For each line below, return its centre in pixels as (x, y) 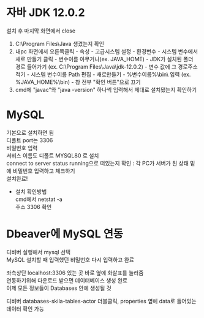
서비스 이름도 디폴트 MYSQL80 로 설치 (53, 155)
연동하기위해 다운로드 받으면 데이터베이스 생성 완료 (67, 280)
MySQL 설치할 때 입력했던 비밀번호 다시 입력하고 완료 (70, 259)
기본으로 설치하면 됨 (30, 132)
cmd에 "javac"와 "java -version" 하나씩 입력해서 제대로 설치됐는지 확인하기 (106, 89)
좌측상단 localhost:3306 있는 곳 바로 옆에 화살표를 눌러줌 (75, 273)
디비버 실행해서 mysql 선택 (39, 252)
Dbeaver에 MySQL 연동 (65, 234)
